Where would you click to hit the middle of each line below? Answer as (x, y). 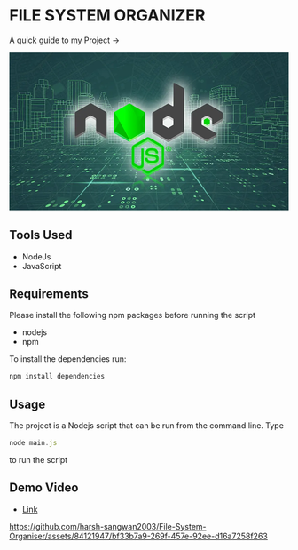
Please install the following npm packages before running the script (132, 315)
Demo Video (44, 488)
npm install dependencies (57, 377)
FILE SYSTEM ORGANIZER (107, 16)
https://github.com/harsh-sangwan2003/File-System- (108, 526)
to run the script (39, 459)
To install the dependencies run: (68, 359)
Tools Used (41, 235)
